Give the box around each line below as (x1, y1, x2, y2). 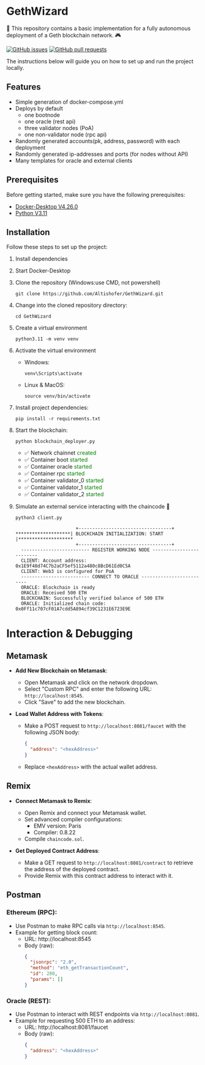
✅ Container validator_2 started (24, 491, 104, 498)
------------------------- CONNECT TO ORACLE (21, 574, 139, 580)
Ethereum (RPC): (6, 908, 58, 917)
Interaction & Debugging (6, 626, 133, 640)
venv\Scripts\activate (24, 371, 83, 377)
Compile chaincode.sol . (24, 835, 84, 842)
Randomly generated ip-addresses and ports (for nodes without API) (15, 150, 188, 158)
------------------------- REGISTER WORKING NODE (21, 547, 150, 553)
